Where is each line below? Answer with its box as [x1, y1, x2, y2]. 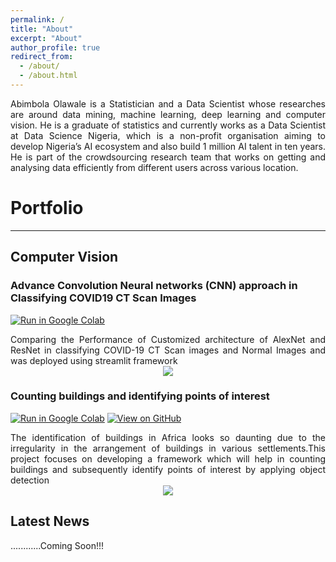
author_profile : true [10, 42, 101, 53]
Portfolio [10, 197, 84, 220]
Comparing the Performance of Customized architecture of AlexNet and [10, 333, 326, 345]
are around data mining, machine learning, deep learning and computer [10, 108, 326, 120]
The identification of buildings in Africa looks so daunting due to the [10, 431, 326, 443]
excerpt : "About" [10, 33, 83, 43]
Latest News [10, 513, 90, 530]
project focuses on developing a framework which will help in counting [10, 452, 326, 465]
